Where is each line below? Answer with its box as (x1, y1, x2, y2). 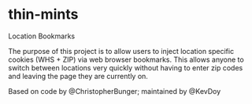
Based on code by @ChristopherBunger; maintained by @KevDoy (8, 86, 221, 95)
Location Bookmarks (8, 31, 76, 41)
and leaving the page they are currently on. (8, 71, 148, 81)
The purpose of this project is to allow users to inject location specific (8, 46, 235, 56)
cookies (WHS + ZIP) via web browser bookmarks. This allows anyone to (8, 55, 244, 64)
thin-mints (8, 5, 79, 23)
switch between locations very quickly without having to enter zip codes (8, 63, 243, 72)
